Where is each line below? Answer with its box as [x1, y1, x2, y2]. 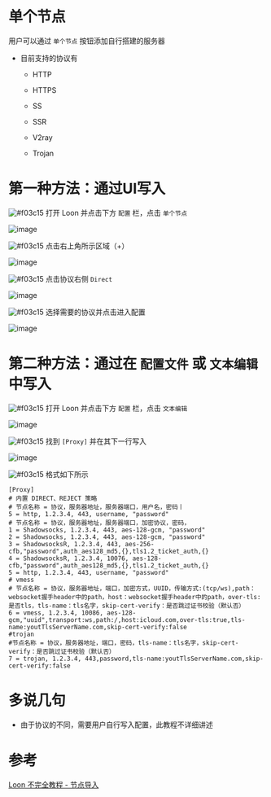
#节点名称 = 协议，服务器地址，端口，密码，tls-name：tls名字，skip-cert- [8, 638, 239, 647]
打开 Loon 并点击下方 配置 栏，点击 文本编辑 [46, 403, 188, 413]
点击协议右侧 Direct [46, 274, 112, 283]
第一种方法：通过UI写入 [8, 180, 166, 198]
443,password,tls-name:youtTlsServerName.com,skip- [85, 655, 264, 663]
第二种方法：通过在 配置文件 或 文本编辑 [8, 355, 259, 373]
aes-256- [125, 540, 155, 548]
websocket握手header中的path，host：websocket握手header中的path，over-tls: [8, 593, 261, 601]
